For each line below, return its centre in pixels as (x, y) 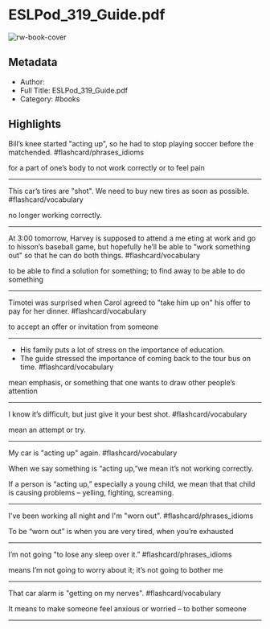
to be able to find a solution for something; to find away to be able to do (127, 270)
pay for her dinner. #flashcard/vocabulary (78, 310)
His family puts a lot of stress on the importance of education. (122, 349)
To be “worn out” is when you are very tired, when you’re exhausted (121, 531)
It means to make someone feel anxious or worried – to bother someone (127, 608)
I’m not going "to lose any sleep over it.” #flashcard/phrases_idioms (120, 554)
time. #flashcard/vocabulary (67, 367)
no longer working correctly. (55, 215)
